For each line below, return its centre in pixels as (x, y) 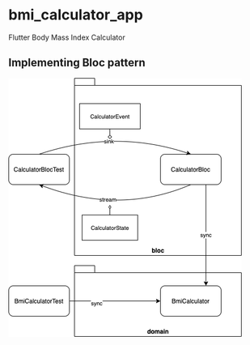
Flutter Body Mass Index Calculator (67, 37)
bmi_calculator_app (76, 15)
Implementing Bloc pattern (77, 63)
